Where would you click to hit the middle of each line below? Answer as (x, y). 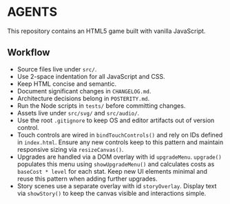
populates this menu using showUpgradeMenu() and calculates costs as (116, 164)
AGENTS (32, 12)
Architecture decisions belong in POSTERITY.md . (83, 98)
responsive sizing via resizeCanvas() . (70, 149)
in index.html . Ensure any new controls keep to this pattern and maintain (120, 142)
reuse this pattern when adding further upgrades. (87, 179)
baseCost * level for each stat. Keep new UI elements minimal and (112, 171)
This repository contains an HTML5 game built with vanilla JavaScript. (106, 31)
